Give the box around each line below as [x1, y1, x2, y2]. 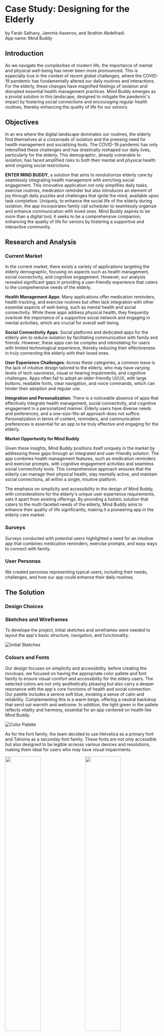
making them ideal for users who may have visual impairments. [5, 746, 132, 752]
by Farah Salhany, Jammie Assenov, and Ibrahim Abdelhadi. [5, 30, 125, 36]
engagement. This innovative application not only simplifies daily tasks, [5, 182, 148, 188]
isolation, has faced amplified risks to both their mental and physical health [5, 157, 156, 163]
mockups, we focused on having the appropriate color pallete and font [5, 670, 147, 676]
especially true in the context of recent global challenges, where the [5, 72, 142, 79]
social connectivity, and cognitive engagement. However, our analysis [5, 274, 145, 280]
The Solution [5, 588, 45, 597]
